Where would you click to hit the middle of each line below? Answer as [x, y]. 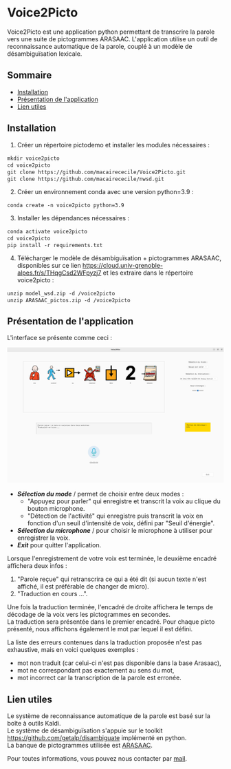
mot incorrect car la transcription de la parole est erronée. [99, 678]
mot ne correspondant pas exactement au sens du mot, [96, 671]
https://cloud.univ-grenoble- [123, 265]
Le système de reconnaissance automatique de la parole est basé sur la [109, 716]
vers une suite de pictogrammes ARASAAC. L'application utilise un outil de [112, 39]
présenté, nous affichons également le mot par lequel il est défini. [100, 629]
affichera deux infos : [37, 566]
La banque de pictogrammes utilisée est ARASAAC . [80, 746]
